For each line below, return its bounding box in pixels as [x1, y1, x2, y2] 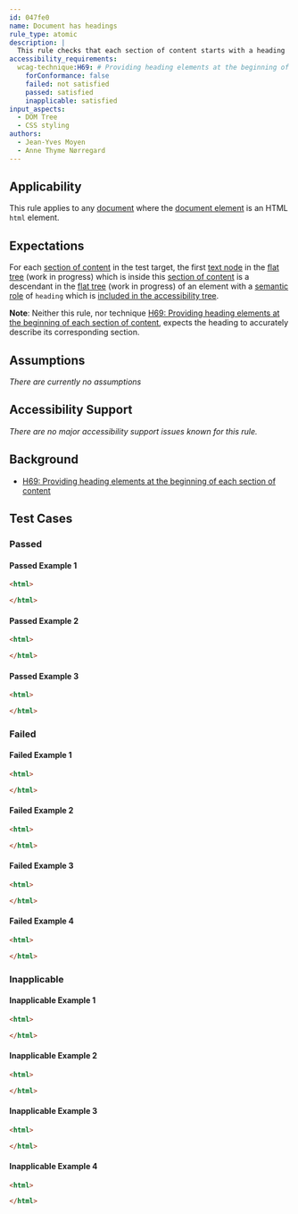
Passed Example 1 [9, 560, 78, 570]
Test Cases [9, 511, 73, 527]
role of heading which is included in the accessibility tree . [9, 291, 219, 301]
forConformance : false [25, 72, 110, 80]
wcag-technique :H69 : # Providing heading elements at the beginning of [17, 63, 290, 72]
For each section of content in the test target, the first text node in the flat [9, 262, 279, 273]
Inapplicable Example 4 [9, 1160, 98, 1171]
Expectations [9, 238, 85, 253]
